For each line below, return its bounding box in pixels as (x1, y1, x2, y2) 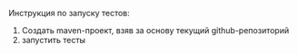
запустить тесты (21, 35, 86, 45)
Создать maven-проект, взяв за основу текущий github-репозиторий (21, 25, 290, 35)
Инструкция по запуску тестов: (8, 8, 131, 18)
